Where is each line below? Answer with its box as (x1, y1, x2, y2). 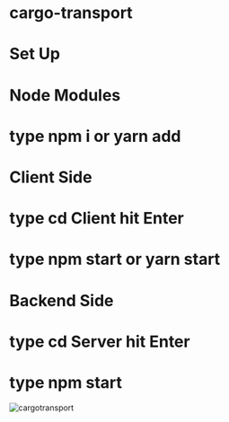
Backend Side (9, 290, 114, 311)
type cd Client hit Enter (9, 208, 184, 229)
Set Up (9, 44, 61, 65)
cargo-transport (9, 3, 133, 23)
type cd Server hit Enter (9, 331, 190, 352)
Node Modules (9, 84, 121, 105)
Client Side (9, 167, 92, 187)
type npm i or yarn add (9, 126, 181, 146)
